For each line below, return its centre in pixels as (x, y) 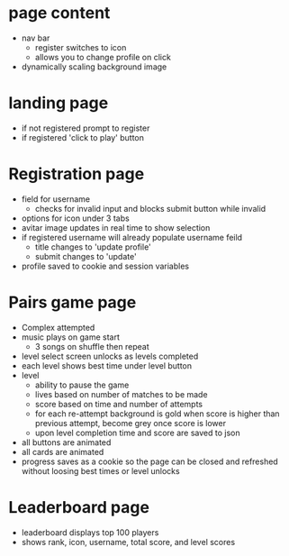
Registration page (77, 174)
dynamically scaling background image (94, 67)
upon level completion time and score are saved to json (137, 433)
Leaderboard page (79, 507)
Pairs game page (72, 302)
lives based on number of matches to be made (121, 394)
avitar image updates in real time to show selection (116, 227)
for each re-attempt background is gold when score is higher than (157, 414)
